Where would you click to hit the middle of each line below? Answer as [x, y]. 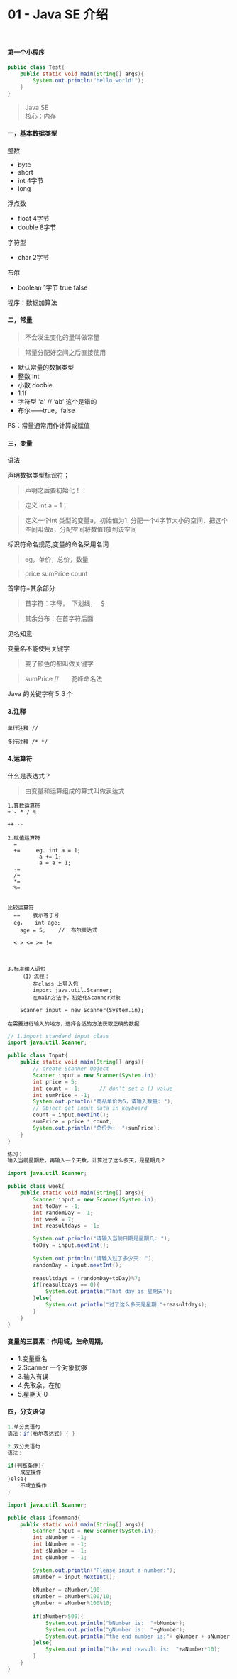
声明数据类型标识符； [38, 475]
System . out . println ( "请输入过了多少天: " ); [94, 1258]
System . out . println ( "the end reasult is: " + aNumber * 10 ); [133, 1650]
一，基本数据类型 [32, 133]
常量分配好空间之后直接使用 [65, 352]
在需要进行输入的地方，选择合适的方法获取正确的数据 [73, 1024]
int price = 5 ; [55, 1082]
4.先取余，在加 [39, 1385]
